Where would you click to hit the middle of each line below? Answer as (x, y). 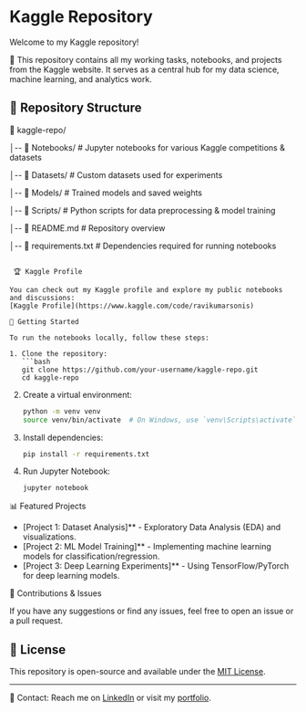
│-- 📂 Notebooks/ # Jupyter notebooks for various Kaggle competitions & (147, 147)
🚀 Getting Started (44, 321)
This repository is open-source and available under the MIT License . (138, 672)
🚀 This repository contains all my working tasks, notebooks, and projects (146, 59)
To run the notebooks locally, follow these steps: (109, 338)
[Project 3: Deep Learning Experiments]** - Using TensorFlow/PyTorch (156, 566)
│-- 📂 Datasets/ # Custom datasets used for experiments (116, 174)
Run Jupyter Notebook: (66, 471)
